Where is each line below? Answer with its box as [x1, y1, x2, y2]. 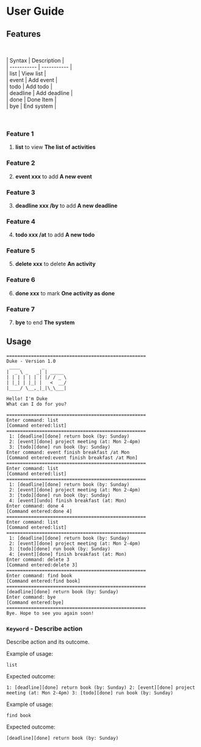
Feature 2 [6, 159, 35, 167]
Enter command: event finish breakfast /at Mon [6, 449, 130, 455]
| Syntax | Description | [6, 57, 64, 64]
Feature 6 [6, 276, 35, 284]
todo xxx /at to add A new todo [15, 231, 95, 238]
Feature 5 [6, 246, 35, 255]
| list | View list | [6, 70, 46, 77]
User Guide [6, 4, 65, 18]
